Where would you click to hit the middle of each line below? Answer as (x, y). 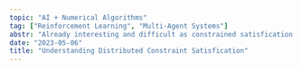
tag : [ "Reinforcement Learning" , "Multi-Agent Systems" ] (119, 26)
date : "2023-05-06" (46, 43)
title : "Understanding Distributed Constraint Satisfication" (129, 51)
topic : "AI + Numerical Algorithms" (78, 17)
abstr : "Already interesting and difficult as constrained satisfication (151, 34)
